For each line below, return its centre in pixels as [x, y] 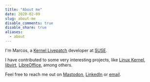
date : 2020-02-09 [23, 14]
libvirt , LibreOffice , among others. [39, 65]
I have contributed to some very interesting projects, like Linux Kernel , [75, 60]
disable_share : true [26, 28]
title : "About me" [24, 9]
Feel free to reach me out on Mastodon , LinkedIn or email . [63, 74]
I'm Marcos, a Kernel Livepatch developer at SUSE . [56, 50]
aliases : [14, 32]
